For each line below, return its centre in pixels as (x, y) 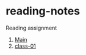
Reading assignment (31, 28)
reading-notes (43, 11)
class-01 (25, 46)
